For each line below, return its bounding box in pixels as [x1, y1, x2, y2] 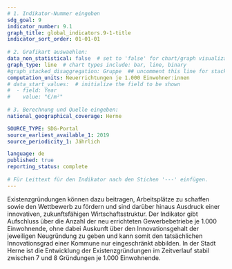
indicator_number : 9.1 [7, 23, 72, 30]
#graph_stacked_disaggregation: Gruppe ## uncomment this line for [7, 68, 209, 74]
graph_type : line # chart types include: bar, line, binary [7, 61, 187, 68]
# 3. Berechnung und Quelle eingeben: [7, 106, 119, 113]
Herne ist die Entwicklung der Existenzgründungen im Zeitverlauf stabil [7, 246, 209, 255]
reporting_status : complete [7, 163, 88, 170]
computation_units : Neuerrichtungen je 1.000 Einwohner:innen [7, 74, 190, 81]
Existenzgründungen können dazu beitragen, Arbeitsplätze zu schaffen [7, 195, 210, 203]
